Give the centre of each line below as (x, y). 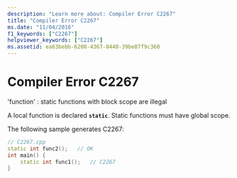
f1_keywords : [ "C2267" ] (43, 34)
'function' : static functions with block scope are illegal (87, 101)
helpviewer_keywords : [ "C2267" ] (55, 40)
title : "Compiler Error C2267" (54, 21)
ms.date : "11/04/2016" (41, 27)
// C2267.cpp (27, 142)
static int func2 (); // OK (50, 149)
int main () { (27, 155)
